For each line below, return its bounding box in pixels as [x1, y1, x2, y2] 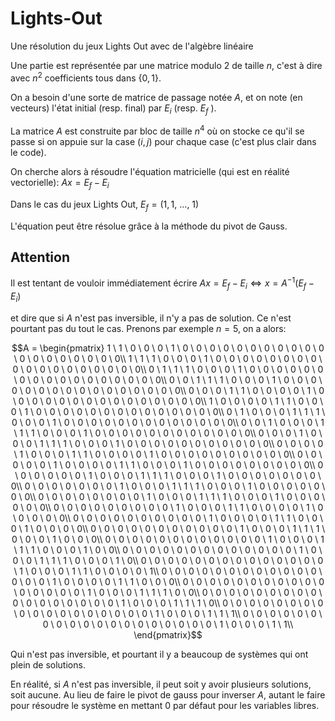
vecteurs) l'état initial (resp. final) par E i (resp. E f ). [10, 102, 217, 116]
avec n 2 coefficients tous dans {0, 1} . [10, 70, 162, 84]
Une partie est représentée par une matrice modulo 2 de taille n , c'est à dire [10, 59, 323, 71]
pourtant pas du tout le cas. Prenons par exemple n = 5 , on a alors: [10, 322, 287, 334]
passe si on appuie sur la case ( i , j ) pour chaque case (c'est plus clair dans [10, 136, 317, 148]
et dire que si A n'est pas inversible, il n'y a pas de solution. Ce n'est [10, 312, 292, 324]
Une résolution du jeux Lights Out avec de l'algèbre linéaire [10, 40, 254, 52]
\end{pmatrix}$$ [133, 628, 203, 641]
